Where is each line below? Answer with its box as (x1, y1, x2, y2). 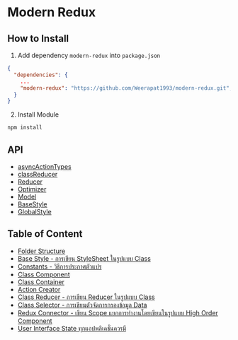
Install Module (17, 110, 59, 119)
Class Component (17, 270, 71, 279)
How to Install (7, 33, 69, 45)
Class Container (17, 277, 65, 286)
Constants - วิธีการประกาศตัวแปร (17, 262, 102, 271)
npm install (7, 124, 42, 131)
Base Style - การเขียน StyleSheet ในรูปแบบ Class (17, 254, 151, 262)
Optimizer (17, 184, 47, 193)
